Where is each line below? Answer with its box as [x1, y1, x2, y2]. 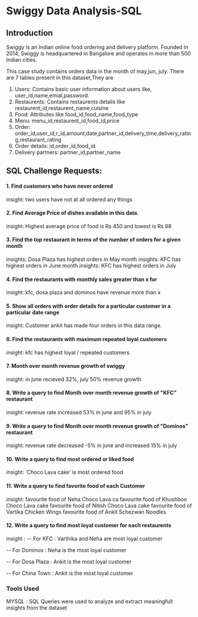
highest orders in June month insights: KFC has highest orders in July [6, 262, 177, 269]
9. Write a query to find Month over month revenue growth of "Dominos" [6, 422, 189, 429]
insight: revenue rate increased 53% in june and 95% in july [6, 409, 152, 416]
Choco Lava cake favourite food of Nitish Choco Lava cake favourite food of [6, 502, 192, 509]
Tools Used [6, 584, 40, 593]
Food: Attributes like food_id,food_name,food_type [14, 111, 138, 118]
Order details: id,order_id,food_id [14, 143, 96, 149]
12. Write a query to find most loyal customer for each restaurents [6, 522, 172, 529]
